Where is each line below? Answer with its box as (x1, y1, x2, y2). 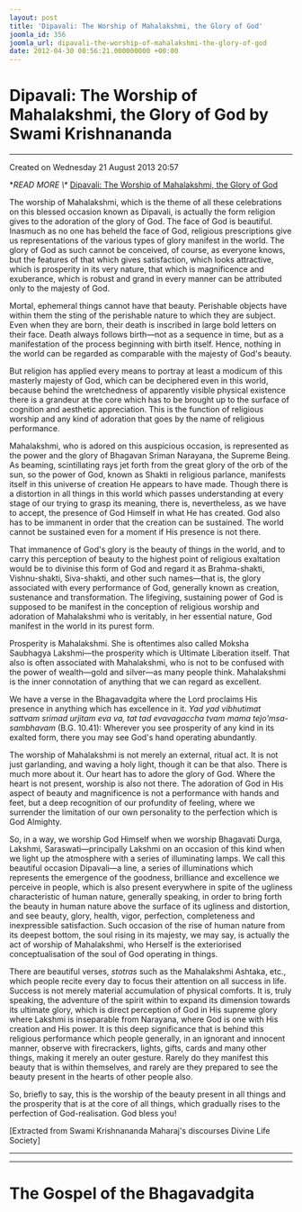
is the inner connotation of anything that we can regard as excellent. (9, 676, 262, 687)
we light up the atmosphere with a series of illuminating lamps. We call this (9, 853, 286, 864)
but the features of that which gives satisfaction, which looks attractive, (9, 254, 274, 266)
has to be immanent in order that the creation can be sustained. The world (9, 517, 285, 528)
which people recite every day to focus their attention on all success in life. (9, 976, 287, 987)
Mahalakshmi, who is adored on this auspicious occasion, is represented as (9, 440, 289, 451)
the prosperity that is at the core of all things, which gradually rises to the (9, 1099, 280, 1109)
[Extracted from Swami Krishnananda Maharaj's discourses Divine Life (9, 1126, 271, 1136)
